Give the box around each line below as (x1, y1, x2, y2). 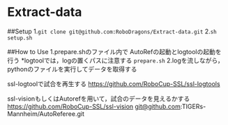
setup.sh (7, 34, 33, 42)
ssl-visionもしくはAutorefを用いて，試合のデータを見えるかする (7, 94, 190, 103)
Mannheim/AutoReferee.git (7, 109, 85, 118)
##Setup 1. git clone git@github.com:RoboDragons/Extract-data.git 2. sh (7, 27, 218, 35)
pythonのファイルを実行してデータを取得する (7, 65, 137, 73)
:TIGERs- (180, 102, 206, 110)
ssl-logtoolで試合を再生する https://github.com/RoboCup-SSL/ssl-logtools (7, 79, 221, 87)
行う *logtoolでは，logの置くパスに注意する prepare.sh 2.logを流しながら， (7, 56, 225, 65)
